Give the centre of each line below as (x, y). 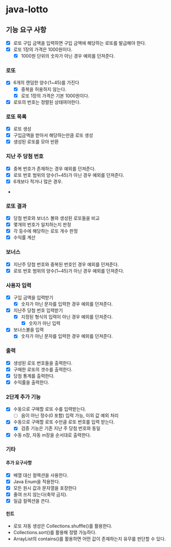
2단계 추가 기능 (23, 397)
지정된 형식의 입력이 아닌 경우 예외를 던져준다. (67, 317)
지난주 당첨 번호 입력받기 (38, 311)
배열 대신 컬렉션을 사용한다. (41, 475)
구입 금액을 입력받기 (33, 297)
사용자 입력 (19, 285)
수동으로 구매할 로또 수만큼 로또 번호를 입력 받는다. (64, 422)
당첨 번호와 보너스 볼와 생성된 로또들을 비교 (56, 218)
